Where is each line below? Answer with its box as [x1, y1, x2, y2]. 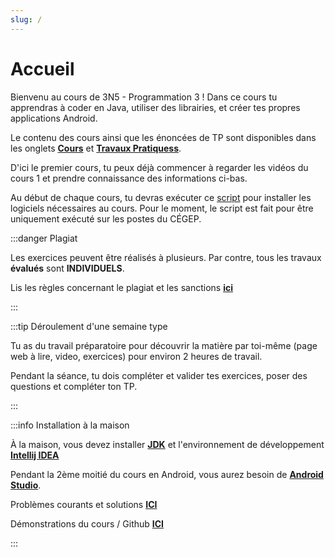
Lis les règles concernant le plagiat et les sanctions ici [10, 281, 233, 293]
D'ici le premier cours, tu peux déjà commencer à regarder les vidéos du [10, 161, 309, 173]
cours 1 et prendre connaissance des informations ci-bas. [10, 172, 248, 184]
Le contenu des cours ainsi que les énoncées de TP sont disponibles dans [10, 131, 317, 143]
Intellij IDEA [10, 449, 60, 461]
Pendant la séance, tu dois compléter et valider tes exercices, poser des [10, 369, 308, 381]
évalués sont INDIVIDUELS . [10, 262, 125, 274]
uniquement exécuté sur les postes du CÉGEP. [10, 212, 202, 225]
